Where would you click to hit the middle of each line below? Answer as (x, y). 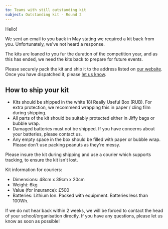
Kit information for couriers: (34, 170)
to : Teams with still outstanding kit (46, 10)
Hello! (11, 29)
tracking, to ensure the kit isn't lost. (42, 160)
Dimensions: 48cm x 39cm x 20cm (49, 180)
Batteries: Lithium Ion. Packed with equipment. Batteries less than (80, 196)
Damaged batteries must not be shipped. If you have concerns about (83, 129)
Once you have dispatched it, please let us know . (56, 74)
